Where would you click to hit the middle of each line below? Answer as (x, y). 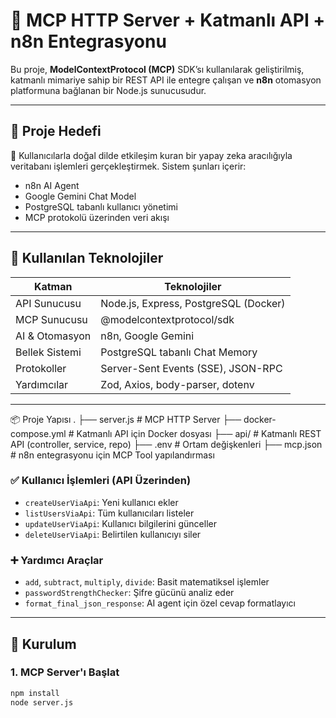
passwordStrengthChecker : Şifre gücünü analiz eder (129, 593)
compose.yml (38, 433)
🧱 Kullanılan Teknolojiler (87, 258)
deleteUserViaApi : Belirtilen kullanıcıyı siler (113, 534)
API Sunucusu (48, 303)
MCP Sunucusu (51, 319)
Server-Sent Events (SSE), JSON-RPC (191, 368)
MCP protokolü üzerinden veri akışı (97, 217)
